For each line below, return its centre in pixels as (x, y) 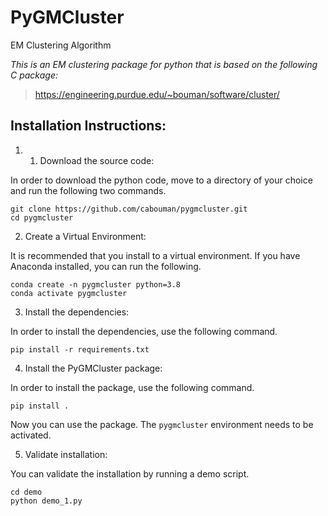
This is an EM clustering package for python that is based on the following (164, 64)
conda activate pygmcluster (69, 293)
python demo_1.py (46, 501)
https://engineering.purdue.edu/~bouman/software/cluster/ (157, 94)
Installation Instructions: (88, 126)
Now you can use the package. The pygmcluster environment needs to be (162, 424)
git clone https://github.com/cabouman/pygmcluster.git (129, 209)
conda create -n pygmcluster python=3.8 (96, 284)
